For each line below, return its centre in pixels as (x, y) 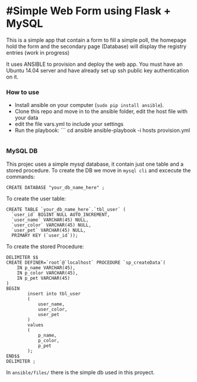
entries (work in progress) (38, 52)
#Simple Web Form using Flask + (88, 11)
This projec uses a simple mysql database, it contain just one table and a (95, 164)
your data (26, 118)
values (36, 325)
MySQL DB (22, 151)
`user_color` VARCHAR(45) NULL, (52, 225)
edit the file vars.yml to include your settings (69, 124)
